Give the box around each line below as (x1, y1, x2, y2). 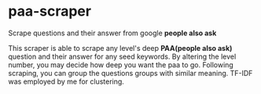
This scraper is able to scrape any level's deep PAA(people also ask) (8, 43, 233, 52)
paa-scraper (8, 2, 92, 20)
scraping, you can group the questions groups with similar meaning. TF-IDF (8, 68, 253, 78)
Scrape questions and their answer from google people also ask (8, 28, 217, 38)
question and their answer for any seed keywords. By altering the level (8, 52, 237, 61)
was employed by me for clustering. (8, 77, 124, 86)
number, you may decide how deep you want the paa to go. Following (8, 60, 233, 69)
